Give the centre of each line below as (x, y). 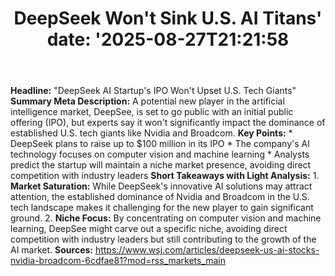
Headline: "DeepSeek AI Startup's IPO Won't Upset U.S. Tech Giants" (153, 91)
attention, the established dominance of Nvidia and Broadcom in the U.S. (160, 197)
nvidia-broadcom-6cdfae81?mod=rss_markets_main (118, 261)
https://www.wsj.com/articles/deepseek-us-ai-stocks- (207, 250)
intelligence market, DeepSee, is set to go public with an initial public (152, 112)
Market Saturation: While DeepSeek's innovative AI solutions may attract (161, 186)
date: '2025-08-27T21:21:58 (168, 39)
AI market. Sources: (51, 250)
